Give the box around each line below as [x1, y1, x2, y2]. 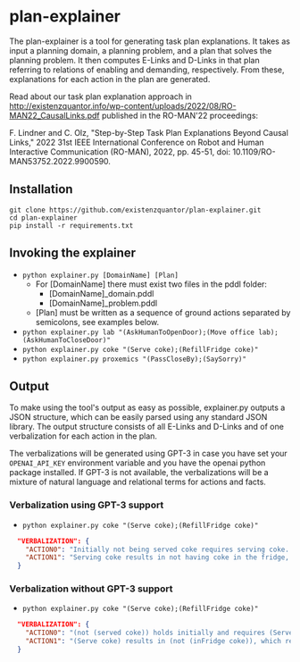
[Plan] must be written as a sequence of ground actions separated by [35, 306, 291, 318]
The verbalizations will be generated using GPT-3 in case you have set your [9, 448, 287, 459]
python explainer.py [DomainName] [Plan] [21, 271, 179, 280]
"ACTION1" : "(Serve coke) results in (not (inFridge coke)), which [25, 637, 281, 646]
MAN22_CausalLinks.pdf [9, 110, 100, 121]
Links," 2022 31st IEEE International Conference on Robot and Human [9, 137, 265, 147]
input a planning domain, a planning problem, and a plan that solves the [9, 45, 272, 55]
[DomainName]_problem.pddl [48, 297, 158, 308]
